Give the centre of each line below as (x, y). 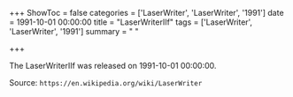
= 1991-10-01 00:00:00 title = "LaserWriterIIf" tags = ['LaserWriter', (131, 22)
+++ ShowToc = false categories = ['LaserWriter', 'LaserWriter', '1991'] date (147, 13)
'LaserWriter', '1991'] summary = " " (74, 31)
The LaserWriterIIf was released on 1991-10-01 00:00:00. (113, 66)
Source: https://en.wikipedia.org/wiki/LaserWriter (106, 82)
